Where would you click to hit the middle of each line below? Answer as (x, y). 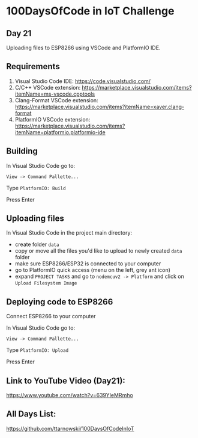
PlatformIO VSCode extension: (52, 119)
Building (22, 151)
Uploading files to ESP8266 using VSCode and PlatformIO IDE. (83, 48)
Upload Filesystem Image (46, 283)
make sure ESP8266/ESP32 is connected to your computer (88, 264)
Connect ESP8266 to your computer (51, 316)
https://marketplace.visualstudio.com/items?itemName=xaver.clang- (100, 106)
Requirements (33, 66)
